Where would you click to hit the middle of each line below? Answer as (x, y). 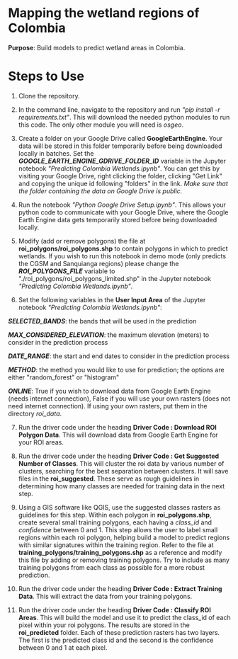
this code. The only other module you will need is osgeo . (101, 125)
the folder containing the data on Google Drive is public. (100, 191)
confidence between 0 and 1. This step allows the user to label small (118, 529)
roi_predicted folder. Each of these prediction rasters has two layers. (119, 632)
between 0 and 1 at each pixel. (63, 647)
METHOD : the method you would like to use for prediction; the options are (117, 369)
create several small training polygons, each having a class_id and (115, 522)
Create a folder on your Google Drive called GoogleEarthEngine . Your (120, 138)
